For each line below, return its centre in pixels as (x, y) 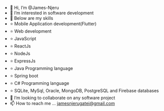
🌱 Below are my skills (31, 18)
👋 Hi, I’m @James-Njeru (34, 8)
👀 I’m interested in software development (52, 13)
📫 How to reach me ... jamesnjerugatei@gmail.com (62, 103)
